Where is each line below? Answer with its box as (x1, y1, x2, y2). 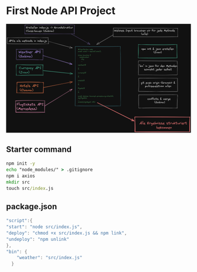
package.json (6, 201, 57, 212)
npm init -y (6, 161, 35, 166)
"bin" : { (6, 249, 28, 254)
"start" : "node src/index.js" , (6, 224, 83, 230)
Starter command (6, 144, 72, 154)
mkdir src (6, 179, 30, 185)
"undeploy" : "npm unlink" (6, 236, 69, 242)
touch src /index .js (6, 185, 54, 191)
